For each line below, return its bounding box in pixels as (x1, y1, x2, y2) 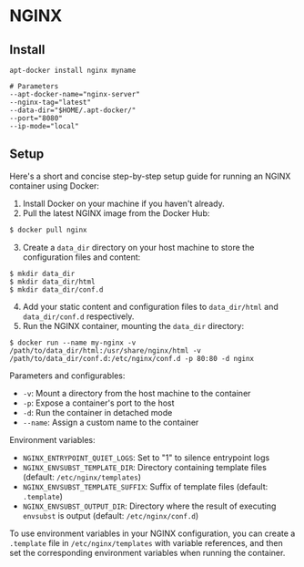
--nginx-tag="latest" (9, 98, 92, 107)
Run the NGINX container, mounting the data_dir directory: (22, 320, 244, 331)
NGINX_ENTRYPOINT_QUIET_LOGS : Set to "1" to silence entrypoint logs (22, 452, 270, 463)
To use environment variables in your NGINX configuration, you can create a (9, 528, 296, 539)
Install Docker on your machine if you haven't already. (22, 198, 225, 209)
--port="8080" (9, 114, 64, 123)
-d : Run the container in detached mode (22, 407, 173, 418)
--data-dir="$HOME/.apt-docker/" (9, 106, 137, 115)
